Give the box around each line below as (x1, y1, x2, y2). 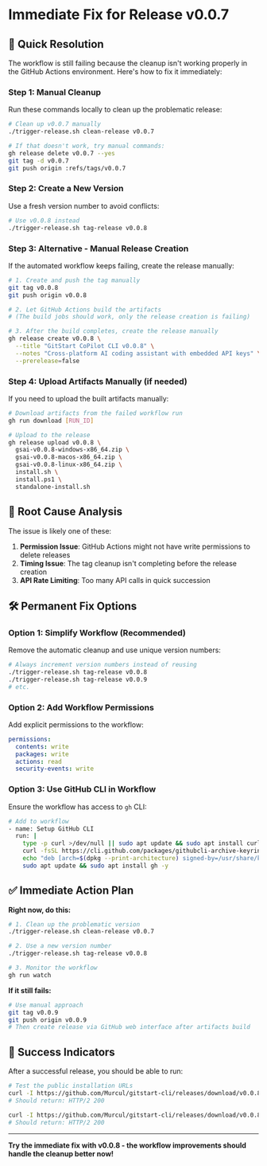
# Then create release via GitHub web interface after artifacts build (8, 1023, 250, 1031)
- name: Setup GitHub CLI (8, 824, 94, 833)
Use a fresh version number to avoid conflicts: (8, 201, 160, 210)
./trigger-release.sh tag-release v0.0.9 (8, 675, 148, 683)
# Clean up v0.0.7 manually (8, 120, 102, 128)
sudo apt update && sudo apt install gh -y (22, 862, 169, 870)
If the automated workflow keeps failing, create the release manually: (8, 260, 234, 270)
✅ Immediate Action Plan (8, 884, 133, 898)
